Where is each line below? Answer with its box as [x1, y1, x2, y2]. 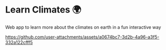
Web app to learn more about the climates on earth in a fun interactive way [5, 24, 161, 30]
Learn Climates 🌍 [5, 4, 81, 16]
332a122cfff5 [5, 39, 33, 45]
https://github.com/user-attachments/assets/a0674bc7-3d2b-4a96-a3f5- [5, 34, 159, 40]
